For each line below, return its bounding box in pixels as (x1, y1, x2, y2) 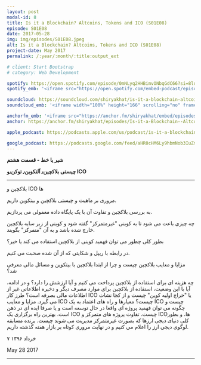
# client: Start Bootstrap (7, 64, 74, 70)
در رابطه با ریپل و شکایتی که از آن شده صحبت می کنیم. (7, 249, 130, 257)
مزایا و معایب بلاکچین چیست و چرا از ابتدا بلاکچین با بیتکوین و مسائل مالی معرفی (7, 261, 185, 268)
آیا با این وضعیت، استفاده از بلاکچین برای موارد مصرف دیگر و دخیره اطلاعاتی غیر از (7, 285, 190, 293)
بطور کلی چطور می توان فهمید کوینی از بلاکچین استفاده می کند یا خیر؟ (7, 238, 164, 245)
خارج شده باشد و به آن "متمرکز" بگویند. (7, 226, 95, 234)
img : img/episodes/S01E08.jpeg (7, 36, 85, 42)
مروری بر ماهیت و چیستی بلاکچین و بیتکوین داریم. (7, 197, 117, 204)
